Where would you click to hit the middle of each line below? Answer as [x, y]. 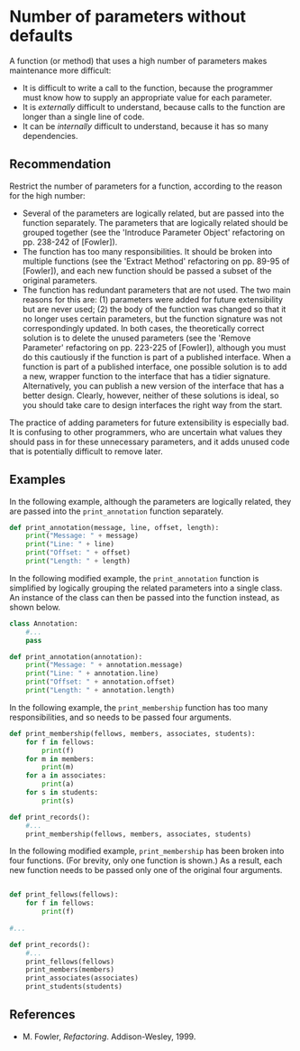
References [42, 1014]
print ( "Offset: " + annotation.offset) [100, 682]
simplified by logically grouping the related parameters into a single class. [146, 588]
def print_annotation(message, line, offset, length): [114, 527]
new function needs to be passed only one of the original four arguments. [146, 870]
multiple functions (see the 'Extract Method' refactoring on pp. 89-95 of [156, 261]
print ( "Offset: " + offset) [78, 553]
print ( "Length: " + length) [78, 562]
